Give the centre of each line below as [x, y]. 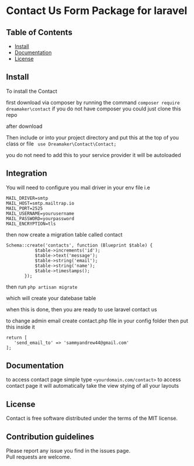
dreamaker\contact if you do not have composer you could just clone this [93, 109]
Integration [27, 173]
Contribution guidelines [50, 437]
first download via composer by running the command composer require [93, 102]
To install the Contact [32, 91]
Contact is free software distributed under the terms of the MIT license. [92, 418]
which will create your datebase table [51, 298]
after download [24, 126]
